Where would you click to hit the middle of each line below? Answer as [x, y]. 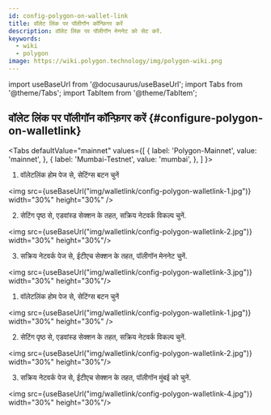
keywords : [25, 39]
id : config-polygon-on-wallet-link [68, 16]
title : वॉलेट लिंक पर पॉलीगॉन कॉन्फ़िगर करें [66, 24]
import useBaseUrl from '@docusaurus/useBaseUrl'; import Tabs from [125, 84]
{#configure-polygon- [206, 118]
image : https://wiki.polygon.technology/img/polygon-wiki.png [115, 62]
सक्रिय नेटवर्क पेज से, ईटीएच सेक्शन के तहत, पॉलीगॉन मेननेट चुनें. [104, 255]
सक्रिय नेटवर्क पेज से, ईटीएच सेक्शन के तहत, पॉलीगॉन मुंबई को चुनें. [106, 377]
